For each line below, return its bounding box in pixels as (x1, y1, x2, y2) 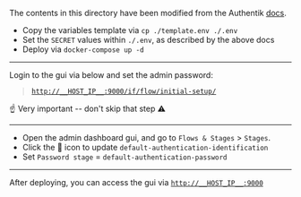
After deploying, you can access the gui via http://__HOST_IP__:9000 (9, 177, 264, 187)
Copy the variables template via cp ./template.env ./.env (21, 25, 238, 35)
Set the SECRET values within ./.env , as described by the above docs (21, 35, 275, 45)
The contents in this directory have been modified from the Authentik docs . (9, 8, 287, 18)
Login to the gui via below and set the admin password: (9, 70, 213, 80)
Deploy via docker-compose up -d (21, 44, 145, 55)
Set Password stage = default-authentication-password (21, 151, 228, 162)
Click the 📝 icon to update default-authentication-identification (21, 142, 269, 152)
